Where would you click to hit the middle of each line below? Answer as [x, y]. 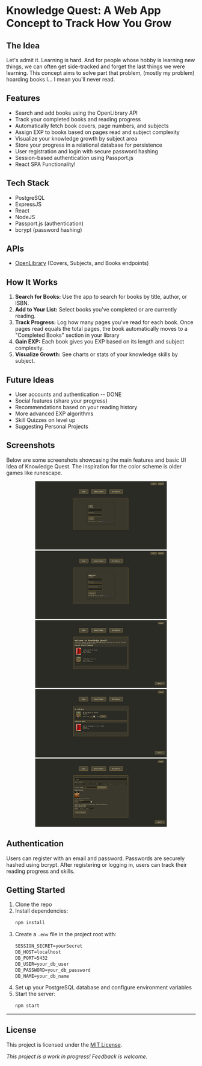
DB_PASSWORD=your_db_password [53, 970]
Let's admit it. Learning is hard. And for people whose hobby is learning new [101, 60]
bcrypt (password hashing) [48, 229]
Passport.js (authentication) [49, 223]
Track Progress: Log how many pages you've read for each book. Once [104, 322]
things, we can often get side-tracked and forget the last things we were [96, 66]
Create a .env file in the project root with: [66, 934]
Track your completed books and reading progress [78, 119]
